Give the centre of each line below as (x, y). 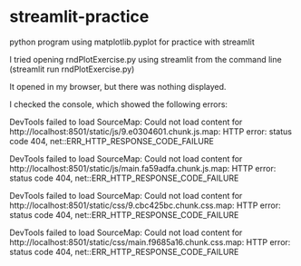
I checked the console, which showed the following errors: (119, 104)
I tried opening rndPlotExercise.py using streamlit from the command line (146, 59)
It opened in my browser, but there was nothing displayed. (118, 86)
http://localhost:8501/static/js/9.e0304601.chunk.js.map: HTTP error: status (151, 131)
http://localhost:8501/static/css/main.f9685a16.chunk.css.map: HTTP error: (150, 241)
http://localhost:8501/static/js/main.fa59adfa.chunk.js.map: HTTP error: (143, 168)
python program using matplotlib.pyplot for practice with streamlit (132, 42)
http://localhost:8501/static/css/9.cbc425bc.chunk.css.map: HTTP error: (145, 205)
